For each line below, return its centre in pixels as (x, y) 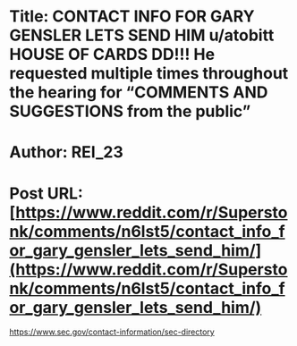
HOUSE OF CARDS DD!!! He (112, 55)
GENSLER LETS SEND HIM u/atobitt (142, 35)
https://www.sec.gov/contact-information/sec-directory (112, 332)
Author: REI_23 (66, 152)
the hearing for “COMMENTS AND (139, 93)
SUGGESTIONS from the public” (130, 111)
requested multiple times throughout (149, 74)
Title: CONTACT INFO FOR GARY (132, 17)
